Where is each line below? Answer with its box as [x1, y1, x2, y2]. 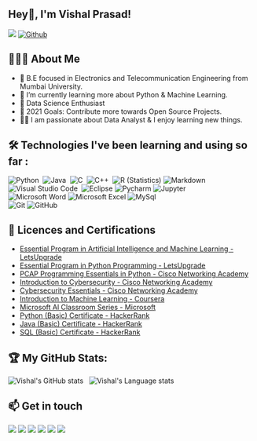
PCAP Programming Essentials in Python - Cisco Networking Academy [19, 269, 249, 279]
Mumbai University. [19, 82, 83, 91]
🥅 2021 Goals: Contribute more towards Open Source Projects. [19, 107, 222, 116]
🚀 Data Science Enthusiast [19, 98, 105, 108]
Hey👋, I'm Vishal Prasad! [8, 8, 132, 21]
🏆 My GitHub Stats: [8, 351, 108, 365]
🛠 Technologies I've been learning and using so [8, 139, 248, 152]
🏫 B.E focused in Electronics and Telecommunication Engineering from [19, 73, 248, 82]
